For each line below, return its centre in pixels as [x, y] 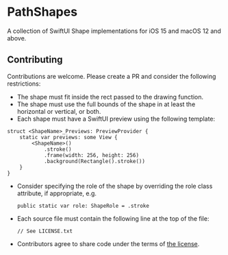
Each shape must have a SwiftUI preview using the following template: [116, 119]
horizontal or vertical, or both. [59, 111]
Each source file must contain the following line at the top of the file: [113, 218]
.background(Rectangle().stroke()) [94, 161]
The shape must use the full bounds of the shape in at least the [106, 104]
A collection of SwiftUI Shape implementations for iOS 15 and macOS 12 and [114, 31]
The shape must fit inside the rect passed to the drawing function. [110, 97]
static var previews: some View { [68, 137]
